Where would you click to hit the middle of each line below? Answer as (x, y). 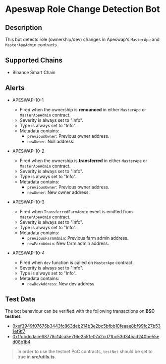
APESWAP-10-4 (28, 253)
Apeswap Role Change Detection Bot (83, 9)
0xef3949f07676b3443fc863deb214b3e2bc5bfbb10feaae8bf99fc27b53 (86, 326)
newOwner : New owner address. (58, 192)
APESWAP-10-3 (28, 202)
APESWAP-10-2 (28, 151)
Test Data (20, 299)
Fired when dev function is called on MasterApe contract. (77, 263)
